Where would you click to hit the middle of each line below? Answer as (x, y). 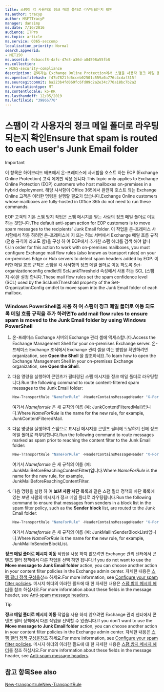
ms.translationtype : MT (29, 87)
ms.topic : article (24, 37)
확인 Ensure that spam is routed (94, 138)
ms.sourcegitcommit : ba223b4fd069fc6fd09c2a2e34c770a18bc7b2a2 (71, 82)
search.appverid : (23, 50)
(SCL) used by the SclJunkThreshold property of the (58, 283)
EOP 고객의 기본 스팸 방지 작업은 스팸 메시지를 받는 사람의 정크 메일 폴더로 (76, 217)
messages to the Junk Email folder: (47, 388)
